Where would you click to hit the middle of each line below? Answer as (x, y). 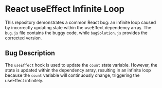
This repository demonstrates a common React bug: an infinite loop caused (81, 22)
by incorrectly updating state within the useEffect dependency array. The (78, 27)
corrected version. (24, 38)
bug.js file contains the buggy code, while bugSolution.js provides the (76, 33)
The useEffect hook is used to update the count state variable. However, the (81, 65)
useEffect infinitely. (24, 80)
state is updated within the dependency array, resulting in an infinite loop (78, 70)
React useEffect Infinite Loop (65, 9)
